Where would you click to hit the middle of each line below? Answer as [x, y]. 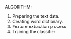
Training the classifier [34, 32]
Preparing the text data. [36, 16]
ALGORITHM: [18, 7]
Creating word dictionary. [37, 21]
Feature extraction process [39, 26]
